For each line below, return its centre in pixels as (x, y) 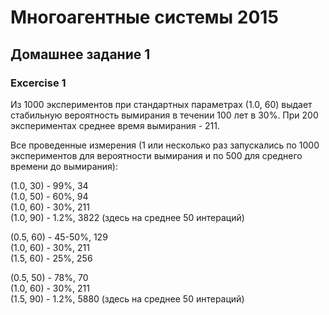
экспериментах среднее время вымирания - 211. (115, 125)
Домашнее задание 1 (80, 54)
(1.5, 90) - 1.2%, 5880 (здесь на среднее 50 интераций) (127, 298)
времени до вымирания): (64, 166)
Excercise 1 (38, 83)
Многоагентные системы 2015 (144, 17)
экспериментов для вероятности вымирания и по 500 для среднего (156, 155)
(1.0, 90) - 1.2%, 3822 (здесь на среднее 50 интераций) (127, 217)
